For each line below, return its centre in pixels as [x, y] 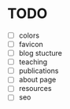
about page [37, 80]
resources [35, 89]
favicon [31, 44]
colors [29, 35]
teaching [33, 62]
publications [39, 71]
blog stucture [40, 53]
